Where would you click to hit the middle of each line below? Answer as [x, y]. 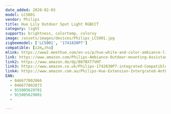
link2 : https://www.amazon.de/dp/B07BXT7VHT [53, 62]
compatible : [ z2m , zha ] [29, 48]
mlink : [12, 52]
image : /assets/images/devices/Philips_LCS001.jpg [60, 39]
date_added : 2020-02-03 [31, 10]
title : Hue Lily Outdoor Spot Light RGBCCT [52, 24]
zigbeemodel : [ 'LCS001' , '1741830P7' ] [46, 43]
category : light [22, 29]
